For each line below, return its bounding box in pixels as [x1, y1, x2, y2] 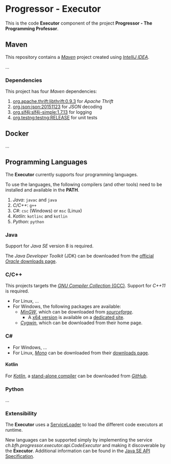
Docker [5, 129, 29, 138]
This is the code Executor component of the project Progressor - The [5, 20, 153, 26]
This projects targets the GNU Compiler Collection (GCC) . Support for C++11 [5, 283, 166, 289]
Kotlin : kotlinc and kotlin [12, 213, 68, 219]
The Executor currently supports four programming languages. [5, 171, 138, 177]
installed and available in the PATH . [5, 186, 80, 193]
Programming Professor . [5, 25, 59, 31]
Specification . [5, 453, 35, 459]
